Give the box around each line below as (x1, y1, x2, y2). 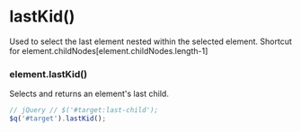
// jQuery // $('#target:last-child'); (9, 106, 159, 115)
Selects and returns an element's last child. (9, 88, 169, 100)
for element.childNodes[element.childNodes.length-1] (9, 45, 208, 56)
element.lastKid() (9, 67, 88, 80)
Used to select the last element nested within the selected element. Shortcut (9, 36, 292, 47)
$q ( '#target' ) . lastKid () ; (9, 114, 106, 123)
